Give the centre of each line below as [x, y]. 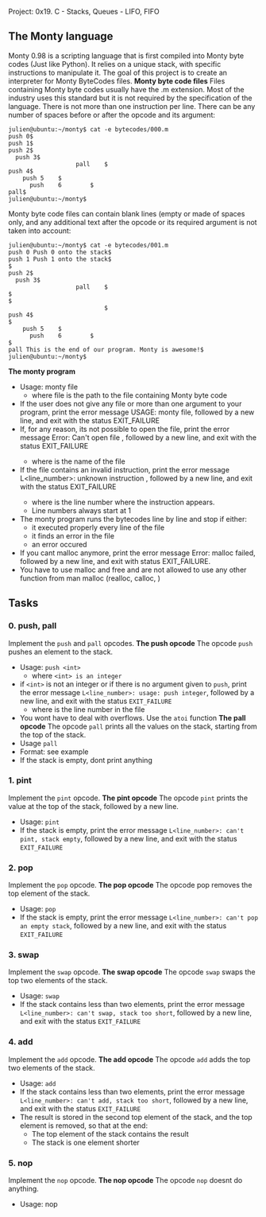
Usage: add [38, 1083]
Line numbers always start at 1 [81, 510]
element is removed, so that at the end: [84, 1126]
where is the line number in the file [88, 709]
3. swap [24, 955]
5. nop [21, 1163]
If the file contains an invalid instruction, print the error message [125, 469]
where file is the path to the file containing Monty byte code [129, 395]
